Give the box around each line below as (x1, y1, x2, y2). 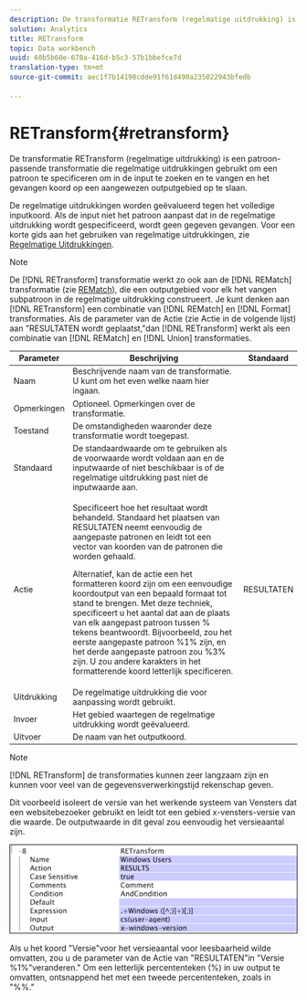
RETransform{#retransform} (9, 122, 230, 144)
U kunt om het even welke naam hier (72, 376, 210, 387)
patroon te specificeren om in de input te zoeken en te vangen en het (9, 172, 270, 183)
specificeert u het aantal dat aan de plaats (72, 608, 230, 619)
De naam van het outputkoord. (72, 731, 187, 742)
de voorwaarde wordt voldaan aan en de (72, 452, 225, 463)
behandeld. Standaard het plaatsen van (72, 512, 220, 523)
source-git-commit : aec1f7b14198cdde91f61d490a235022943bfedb (9, 73, 251, 82)
